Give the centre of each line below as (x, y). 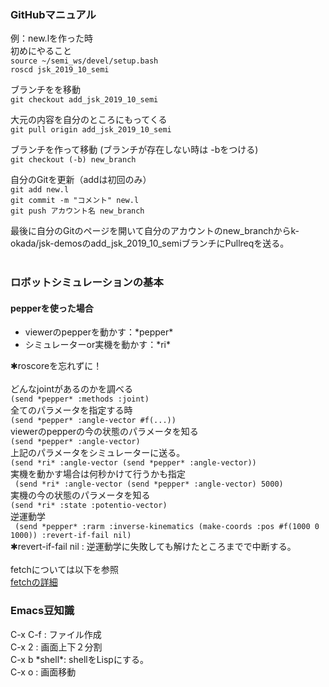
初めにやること (41, 51)
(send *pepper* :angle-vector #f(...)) (93, 421)
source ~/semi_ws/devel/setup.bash (84, 61)
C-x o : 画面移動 (43, 672)
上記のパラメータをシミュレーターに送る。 (98, 453)
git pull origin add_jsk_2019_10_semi (91, 130)
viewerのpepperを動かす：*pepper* (99, 332)
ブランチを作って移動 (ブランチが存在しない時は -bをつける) (134, 150)
